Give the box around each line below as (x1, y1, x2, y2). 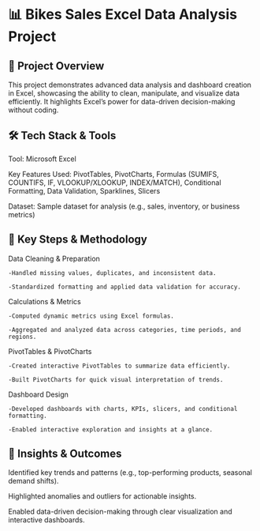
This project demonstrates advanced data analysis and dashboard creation (8, 80, 252, 89)
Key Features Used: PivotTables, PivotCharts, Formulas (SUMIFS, (8, 169, 219, 179)
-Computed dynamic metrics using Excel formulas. (8, 312, 175, 320)
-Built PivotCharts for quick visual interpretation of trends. (8, 375, 224, 383)
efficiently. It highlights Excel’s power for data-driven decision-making (8, 97, 236, 106)
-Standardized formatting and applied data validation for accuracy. (8, 283, 242, 291)
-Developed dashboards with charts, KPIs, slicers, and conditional (8, 405, 238, 412)
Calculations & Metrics (8, 296, 81, 306)
